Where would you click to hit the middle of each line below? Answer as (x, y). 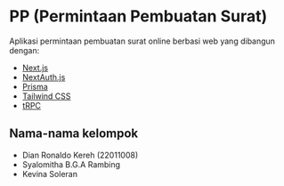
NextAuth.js (44, 77)
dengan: (24, 50)
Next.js (35, 68)
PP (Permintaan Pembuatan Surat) (138, 16)
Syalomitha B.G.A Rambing (71, 164)
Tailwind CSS (46, 96)
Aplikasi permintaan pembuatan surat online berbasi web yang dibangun (142, 41)
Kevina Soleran (50, 174)
